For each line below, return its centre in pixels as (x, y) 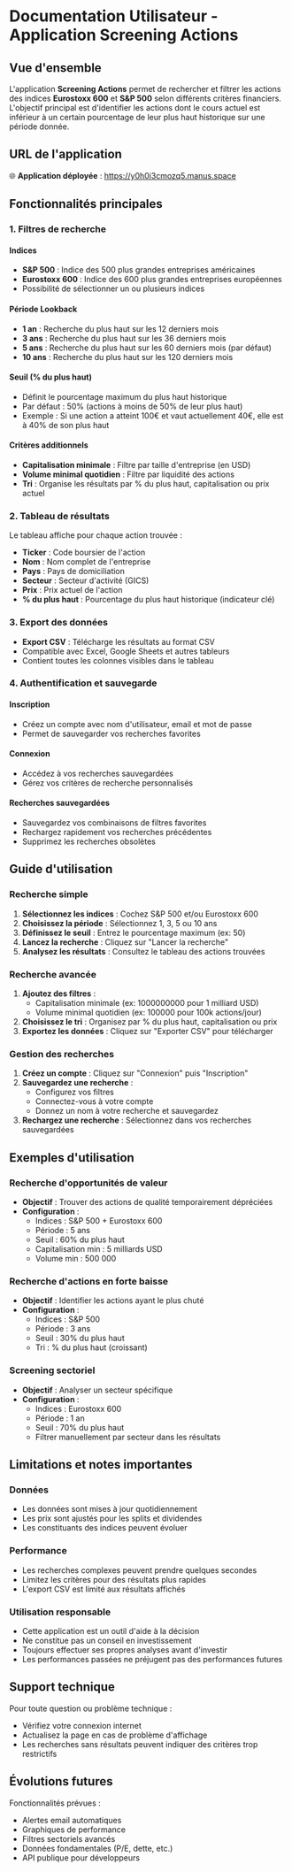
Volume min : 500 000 (76, 1259)
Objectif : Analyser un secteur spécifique (97, 1390)
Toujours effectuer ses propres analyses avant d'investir (124, 1650)
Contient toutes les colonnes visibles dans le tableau (118, 660)
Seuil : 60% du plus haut (80, 1239)
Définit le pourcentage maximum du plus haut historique (124, 396)
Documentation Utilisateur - (114, 16)
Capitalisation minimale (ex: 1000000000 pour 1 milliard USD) (147, 1003)
